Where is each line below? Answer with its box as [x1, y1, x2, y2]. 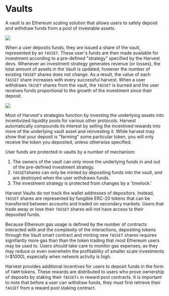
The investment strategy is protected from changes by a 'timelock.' [12, 180, 152, 186]
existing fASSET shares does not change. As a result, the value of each [5, 71, 151, 77]
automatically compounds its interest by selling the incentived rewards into [5, 122, 160, 129]
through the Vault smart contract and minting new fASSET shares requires [5, 232, 157, 238]
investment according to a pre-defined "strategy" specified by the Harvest [5, 55, 160, 61]
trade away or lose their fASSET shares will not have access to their [5, 206, 144, 212]
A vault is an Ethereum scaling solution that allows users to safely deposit [5, 20, 158, 26]
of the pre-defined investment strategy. [12, 164, 95, 170]
